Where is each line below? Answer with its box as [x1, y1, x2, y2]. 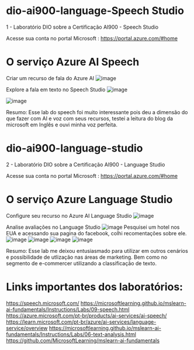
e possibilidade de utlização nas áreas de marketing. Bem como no [6, 253, 168, 260]
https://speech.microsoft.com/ [6, 300, 80, 307]
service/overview [6, 324, 48, 331]
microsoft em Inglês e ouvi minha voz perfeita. [6, 121, 118, 128]
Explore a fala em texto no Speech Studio [6, 86, 106, 93]
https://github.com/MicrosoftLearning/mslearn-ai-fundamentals [6, 337, 160, 344]
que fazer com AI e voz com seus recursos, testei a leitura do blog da [6, 115, 174, 122]
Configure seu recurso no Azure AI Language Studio [6, 212, 133, 219]
